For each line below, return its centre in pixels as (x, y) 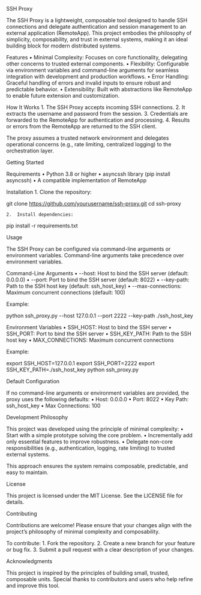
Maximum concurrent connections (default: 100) (66, 292)
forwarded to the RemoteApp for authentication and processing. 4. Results (98, 120)
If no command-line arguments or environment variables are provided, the (97, 393)
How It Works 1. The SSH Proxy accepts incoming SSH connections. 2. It (96, 107)
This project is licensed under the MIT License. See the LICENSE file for (95, 495)
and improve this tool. (33, 585)
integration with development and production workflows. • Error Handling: (98, 76)
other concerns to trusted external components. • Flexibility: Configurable (97, 64)
